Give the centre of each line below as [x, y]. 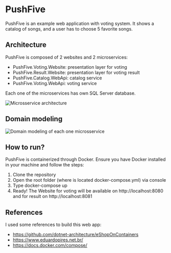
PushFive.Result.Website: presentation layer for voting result [76, 72]
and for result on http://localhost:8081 [53, 196]
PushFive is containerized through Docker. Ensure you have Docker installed [86, 159]
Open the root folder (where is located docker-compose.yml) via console [89, 180]
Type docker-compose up [40, 186]
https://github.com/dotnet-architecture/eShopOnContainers [76, 235]
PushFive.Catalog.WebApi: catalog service [57, 78]
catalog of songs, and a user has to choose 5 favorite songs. [69, 29]
